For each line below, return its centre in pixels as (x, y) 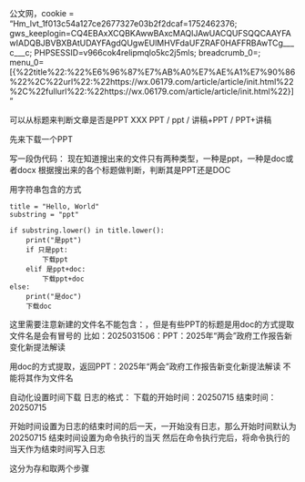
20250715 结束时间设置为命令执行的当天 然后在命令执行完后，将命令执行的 (150, 437)
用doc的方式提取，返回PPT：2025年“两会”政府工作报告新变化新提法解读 (145, 366)
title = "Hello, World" (55, 207)
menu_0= (27, 62)
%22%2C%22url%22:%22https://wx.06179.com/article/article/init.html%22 (152, 82)
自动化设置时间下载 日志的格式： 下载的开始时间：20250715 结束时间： (143, 397)
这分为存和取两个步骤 (49, 468)
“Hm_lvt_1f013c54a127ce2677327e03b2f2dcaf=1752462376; (123, 24)
